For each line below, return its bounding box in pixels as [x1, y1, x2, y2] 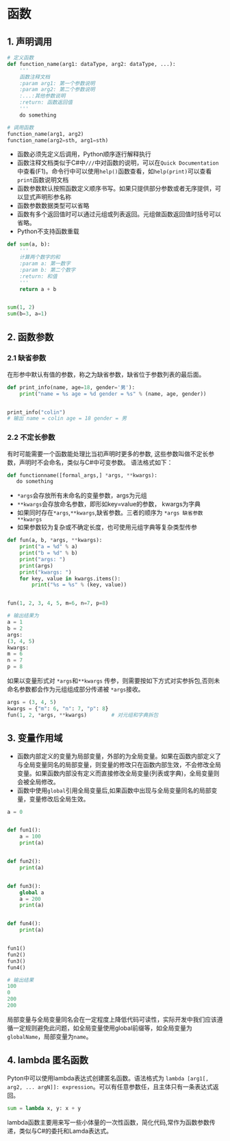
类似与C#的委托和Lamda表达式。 [18, 1127, 113, 1135]
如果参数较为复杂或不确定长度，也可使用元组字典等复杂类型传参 [16, 523, 197, 532]
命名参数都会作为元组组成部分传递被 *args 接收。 [7, 685, 144, 694]
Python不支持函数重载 [16, 227, 80, 235]
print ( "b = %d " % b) [19, 550, 78, 556]
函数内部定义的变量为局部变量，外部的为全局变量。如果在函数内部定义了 [16, 752, 221, 760]
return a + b [19, 285, 57, 292]
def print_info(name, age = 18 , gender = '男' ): [7, 384, 136, 391]
